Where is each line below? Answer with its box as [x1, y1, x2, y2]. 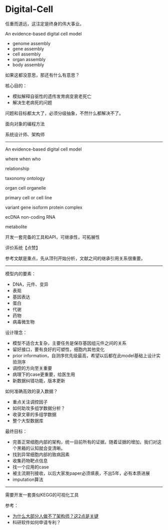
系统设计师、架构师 [5, 131, 45, 137]
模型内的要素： [5, 270, 36, 276]
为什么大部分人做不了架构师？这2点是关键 [12, 513, 99, 519]
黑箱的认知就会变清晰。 [16, 445, 65, 451]
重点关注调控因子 [12, 399, 48, 405]
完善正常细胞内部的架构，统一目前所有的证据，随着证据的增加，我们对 [12, 439, 157, 445]
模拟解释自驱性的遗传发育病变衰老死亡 [12, 93, 91, 99]
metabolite [5, 224, 27, 230]
